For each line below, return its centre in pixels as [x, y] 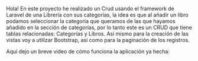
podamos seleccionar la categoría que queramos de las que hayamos [91, 21]
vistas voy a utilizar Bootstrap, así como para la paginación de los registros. [98, 40]
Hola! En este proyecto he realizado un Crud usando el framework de [90, 9]
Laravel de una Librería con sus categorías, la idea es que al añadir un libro [98, 15]
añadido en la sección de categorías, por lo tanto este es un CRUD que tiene [99, 27]
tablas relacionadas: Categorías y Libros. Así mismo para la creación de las [98, 34]
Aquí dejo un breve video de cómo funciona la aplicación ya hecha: [88, 52]
